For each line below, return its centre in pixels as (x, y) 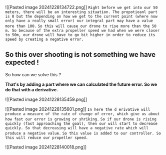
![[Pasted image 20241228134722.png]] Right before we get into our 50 (81, 7)
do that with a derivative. (32, 89)
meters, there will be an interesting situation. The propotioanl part (81, 12)
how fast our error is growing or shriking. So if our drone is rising (81, 119)
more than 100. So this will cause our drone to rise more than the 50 (81, 26)
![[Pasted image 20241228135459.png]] (46, 99)
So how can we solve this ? (33, 74)
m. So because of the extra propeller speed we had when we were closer (82, 31)
